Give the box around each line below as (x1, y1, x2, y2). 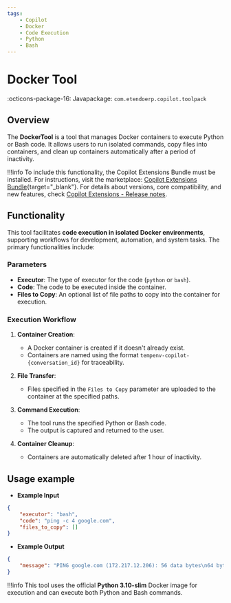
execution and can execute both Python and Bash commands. (7, 588, 183, 596)
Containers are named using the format (27, 351, 139, 359)
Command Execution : (16, 405, 80, 414)
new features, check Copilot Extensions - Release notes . (7, 190, 167, 198)
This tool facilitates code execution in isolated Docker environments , (7, 228, 206, 236)
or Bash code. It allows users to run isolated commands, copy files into (7, 140, 208, 148)
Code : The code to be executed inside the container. (16, 283, 167, 291)
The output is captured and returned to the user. (27, 426, 164, 434)
